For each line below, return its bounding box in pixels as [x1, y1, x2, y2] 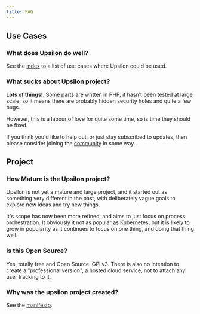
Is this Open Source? [6, 246, 67, 255]
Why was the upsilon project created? [6, 288, 119, 296]
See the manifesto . [6, 301, 53, 309]
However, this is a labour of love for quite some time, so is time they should [6, 115, 191, 123]
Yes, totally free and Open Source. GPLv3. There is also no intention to [6, 260, 179, 267]
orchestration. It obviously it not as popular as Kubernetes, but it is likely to [6, 219, 190, 226]
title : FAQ [6, 8, 33, 15]
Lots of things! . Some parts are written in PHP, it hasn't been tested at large [6, 91, 193, 98]
